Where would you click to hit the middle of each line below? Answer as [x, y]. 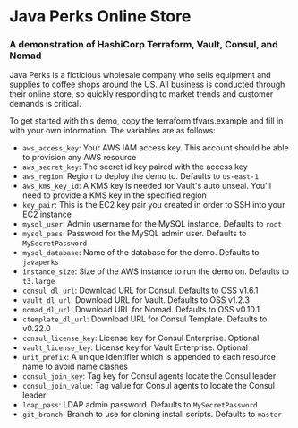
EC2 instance [47, 214]
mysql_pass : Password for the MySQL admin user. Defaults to [134, 234]
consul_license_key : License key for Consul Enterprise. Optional [140, 338]
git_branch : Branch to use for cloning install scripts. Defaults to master [152, 415]
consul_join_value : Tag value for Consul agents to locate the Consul [149, 386]
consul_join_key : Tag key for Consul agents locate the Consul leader [149, 376]
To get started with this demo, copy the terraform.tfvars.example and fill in [146, 121]
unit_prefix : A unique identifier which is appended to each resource [149, 357]
